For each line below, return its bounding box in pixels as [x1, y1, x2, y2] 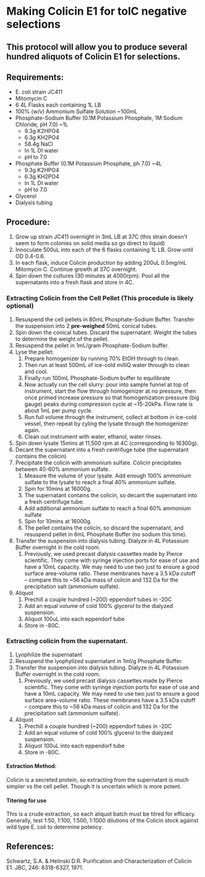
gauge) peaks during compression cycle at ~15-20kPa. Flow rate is [24, 400, 193, 408]
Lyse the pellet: [15, 348, 54, 355]
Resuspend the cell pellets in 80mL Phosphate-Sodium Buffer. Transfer [15, 316, 195, 323]
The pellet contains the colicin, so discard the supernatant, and [24, 524, 184, 531]
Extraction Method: [6, 762, 57, 770]
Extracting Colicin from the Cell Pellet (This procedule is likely [6, 294, 194, 303]
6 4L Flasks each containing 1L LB [15, 101, 102, 108]
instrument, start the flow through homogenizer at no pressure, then [24, 387, 196, 395]
